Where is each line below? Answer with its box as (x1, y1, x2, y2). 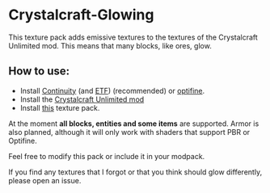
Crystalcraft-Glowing (8, 6, 154, 24)
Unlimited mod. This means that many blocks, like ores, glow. (8, 40, 212, 50)
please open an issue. (8, 175, 82, 185)
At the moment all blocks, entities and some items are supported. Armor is (8, 119, 259, 128)
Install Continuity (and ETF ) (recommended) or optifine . (19, 86, 205, 95)
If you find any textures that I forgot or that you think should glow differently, (8, 167, 263, 177)
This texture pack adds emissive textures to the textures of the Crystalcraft (8, 32, 259, 42)
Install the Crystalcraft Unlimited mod (19, 94, 145, 104)
